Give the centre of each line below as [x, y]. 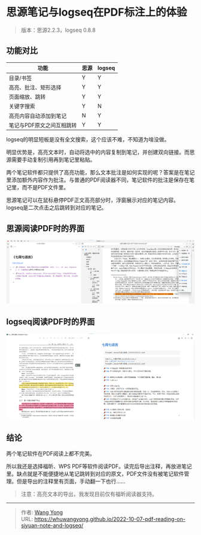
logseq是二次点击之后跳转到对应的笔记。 [57, 208]
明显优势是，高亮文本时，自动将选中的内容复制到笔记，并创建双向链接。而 [98, 152]
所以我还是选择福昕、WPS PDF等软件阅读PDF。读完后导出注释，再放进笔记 [99, 466]
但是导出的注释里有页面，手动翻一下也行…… [71, 481]
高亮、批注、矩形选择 [35, 87]
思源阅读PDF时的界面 [45, 228]
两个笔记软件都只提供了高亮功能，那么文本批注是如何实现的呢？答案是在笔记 [100, 173]
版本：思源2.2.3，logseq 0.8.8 [58, 30]
